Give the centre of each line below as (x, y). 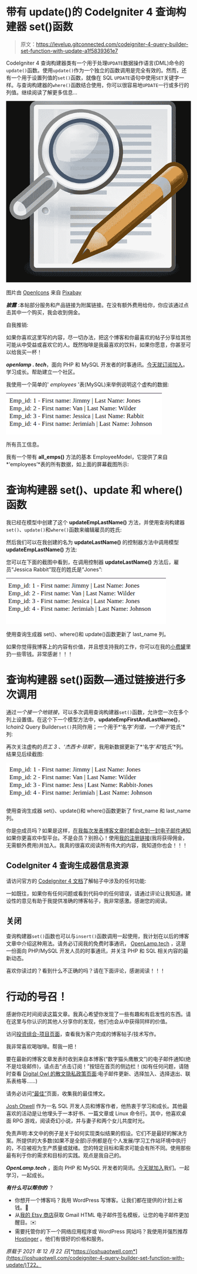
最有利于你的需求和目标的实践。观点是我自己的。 (65, 1155)
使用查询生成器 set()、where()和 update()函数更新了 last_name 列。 (88, 634)
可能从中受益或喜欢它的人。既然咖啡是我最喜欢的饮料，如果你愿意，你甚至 (96, 344)
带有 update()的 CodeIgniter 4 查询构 (96, 12)
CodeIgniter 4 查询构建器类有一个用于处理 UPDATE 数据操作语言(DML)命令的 (95, 63)
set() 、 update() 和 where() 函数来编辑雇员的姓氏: (64, 530)
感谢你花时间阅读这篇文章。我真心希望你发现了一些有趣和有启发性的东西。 (96, 1014)
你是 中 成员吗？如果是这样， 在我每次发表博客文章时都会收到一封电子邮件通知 (98, 830)
